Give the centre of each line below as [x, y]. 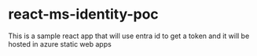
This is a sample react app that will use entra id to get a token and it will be [129, 36]
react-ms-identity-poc [83, 14]
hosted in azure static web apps [60, 44]
